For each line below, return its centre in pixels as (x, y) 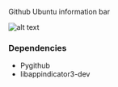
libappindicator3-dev (55, 74)
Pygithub (35, 66)
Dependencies (38, 48)
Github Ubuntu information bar (59, 12)
